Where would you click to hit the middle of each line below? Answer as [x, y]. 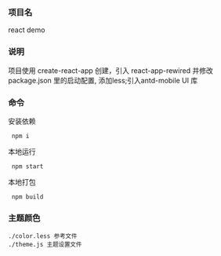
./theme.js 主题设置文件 [45, 245]
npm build [27, 197]
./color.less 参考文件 [43, 236]
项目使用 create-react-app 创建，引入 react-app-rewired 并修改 [110, 70]
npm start [27, 166]
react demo [27, 30]
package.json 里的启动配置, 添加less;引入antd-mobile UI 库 [103, 80]
